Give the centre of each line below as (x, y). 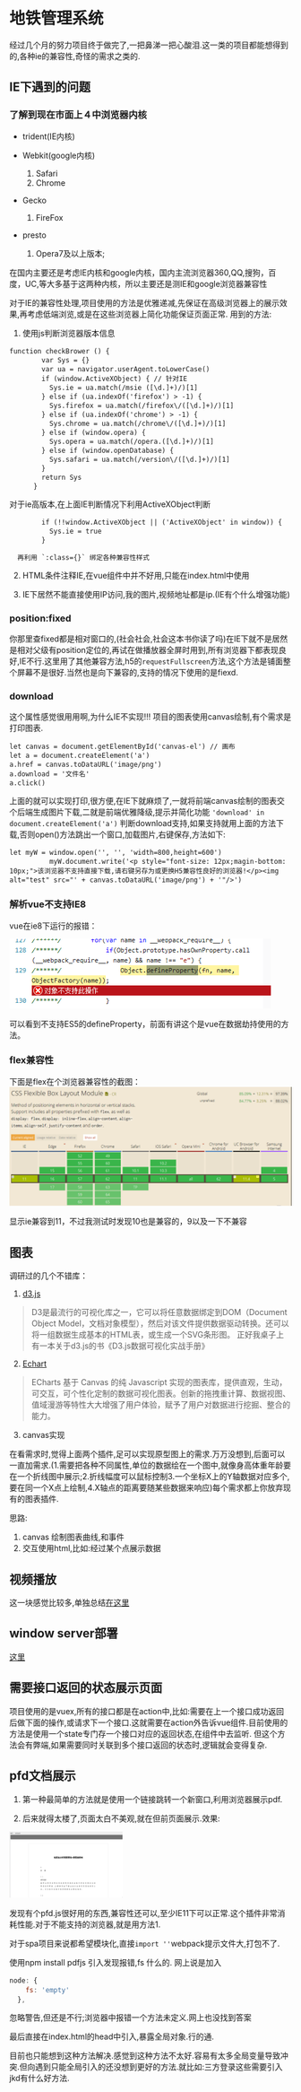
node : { (24, 1980)
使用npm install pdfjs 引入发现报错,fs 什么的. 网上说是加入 (116, 1962)
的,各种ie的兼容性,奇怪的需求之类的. (75, 56)
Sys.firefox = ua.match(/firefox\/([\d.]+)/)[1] (142, 405)
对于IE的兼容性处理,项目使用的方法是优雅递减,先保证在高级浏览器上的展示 (145, 302)
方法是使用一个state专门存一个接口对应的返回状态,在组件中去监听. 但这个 (143, 1733)
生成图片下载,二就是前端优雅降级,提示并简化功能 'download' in (149, 812)
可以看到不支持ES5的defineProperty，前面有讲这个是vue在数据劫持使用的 (146, 1024)
